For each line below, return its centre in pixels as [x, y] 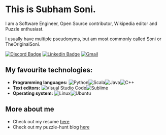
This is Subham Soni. [51, 9]
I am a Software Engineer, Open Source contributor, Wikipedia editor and [81, 23]
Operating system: [33, 93]
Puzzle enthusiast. [25, 29]
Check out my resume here [41, 121]
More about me [30, 109]
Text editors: [26, 88]
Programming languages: [40, 82]
